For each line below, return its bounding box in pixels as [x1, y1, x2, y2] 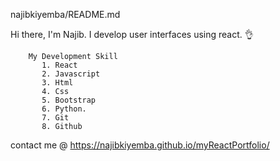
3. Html [41, 78, 74, 88]
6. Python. [41, 104, 87, 114]
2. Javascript [41, 69, 101, 79]
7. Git [41, 113, 70, 123]
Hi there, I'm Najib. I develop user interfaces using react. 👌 [10, 29, 254, 40]
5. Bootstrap [41, 95, 97, 105]
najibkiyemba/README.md [10, 9, 121, 20]
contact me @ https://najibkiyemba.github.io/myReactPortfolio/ [10, 139, 270, 151]
